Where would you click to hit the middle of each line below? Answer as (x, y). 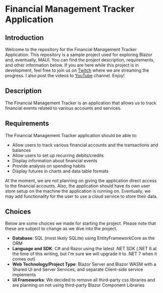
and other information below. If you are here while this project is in (72, 65)
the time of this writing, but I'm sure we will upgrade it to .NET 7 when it (84, 254)
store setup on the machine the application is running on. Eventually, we (78, 191)
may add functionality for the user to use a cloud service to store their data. (81, 196)
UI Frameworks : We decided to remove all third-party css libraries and (84, 280)
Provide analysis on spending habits (49, 166)
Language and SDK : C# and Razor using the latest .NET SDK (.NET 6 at (84, 249)
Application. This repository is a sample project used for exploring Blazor (79, 55)
